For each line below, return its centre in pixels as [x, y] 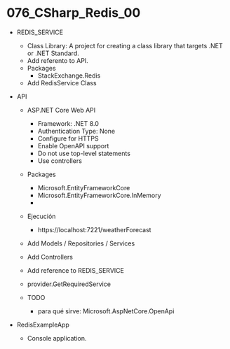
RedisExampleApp [43, 325]
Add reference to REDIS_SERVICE [75, 270]
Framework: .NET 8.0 [68, 123]
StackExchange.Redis [69, 76]
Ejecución [41, 216]
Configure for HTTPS [68, 138]
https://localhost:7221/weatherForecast [94, 229]
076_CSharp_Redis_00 [74, 13]
